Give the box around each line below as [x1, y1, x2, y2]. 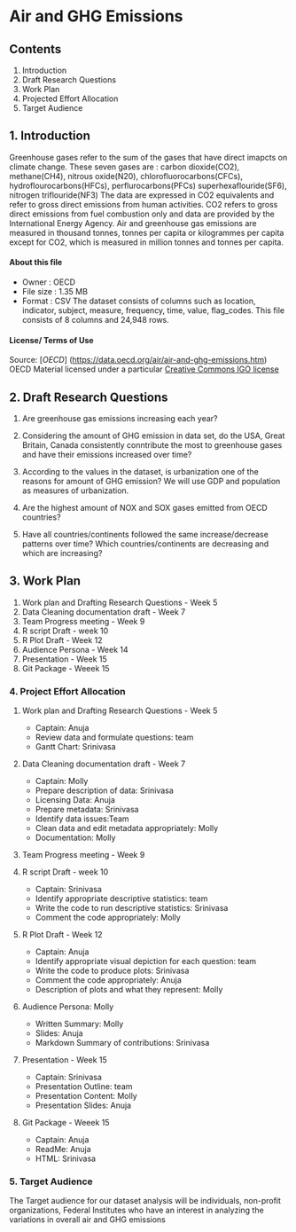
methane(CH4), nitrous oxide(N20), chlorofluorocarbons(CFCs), [9, 170, 244, 181]
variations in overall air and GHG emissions [9, 1214, 166, 1225]
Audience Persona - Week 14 [21, 644, 129, 655]
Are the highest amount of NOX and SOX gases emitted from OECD [21, 503, 268, 514]
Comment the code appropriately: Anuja [35, 975, 182, 985]
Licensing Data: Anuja [35, 795, 115, 805]
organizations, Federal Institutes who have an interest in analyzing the [9, 1205, 264, 1216]
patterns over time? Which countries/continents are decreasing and [21, 538, 269, 549]
